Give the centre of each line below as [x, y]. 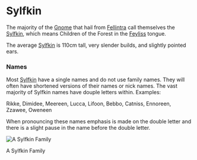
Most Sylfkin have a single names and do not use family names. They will [96, 80]
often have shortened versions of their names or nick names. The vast [92, 86]
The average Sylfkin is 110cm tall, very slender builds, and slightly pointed [96, 45]
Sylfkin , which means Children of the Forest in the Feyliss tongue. [86, 33]
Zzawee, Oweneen [29, 110]
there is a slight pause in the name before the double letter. [78, 128]
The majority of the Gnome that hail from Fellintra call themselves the [90, 27]
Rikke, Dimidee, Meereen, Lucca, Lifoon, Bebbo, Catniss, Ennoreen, [89, 104]
